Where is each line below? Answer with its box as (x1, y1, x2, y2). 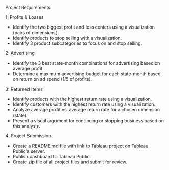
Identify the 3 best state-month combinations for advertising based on (12, 60, 160, 66)
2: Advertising (5, 50, 35, 56)
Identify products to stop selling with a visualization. (12, 35, 122, 41)
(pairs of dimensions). (12, 30, 59, 35)
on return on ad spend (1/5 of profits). (12, 76, 92, 82)
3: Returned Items (5, 86, 43, 92)
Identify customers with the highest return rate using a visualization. (12, 101, 156, 107)
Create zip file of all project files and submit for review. (12, 159, 128, 165)
